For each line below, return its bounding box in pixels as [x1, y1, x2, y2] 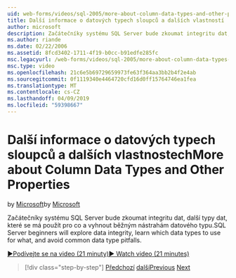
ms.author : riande [7, 37, 61, 44]
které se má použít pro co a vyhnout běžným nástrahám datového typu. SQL [7, 220, 227, 229]
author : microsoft [7, 23, 61, 30]
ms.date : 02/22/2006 [7, 43, 68, 50]
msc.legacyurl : [7, 56, 52, 63]
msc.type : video [7, 62, 55, 69]
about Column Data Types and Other [7, 162, 225, 178]
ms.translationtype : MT [7, 82, 77, 89]
